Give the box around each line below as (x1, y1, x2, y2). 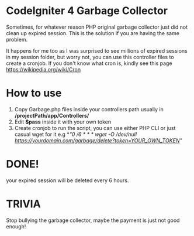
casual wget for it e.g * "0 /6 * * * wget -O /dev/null (14, 131, 137, 138)
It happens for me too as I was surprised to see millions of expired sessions (6, 47, 188, 54)
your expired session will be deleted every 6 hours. (6, 177, 129, 184)
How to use (6, 87, 62, 100)
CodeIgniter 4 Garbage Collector (6, 4, 168, 18)
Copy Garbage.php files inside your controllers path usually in (14, 105, 164, 112)
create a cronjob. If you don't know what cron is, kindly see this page (6, 60, 172, 67)
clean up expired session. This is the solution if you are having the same (6, 29, 180, 36)
